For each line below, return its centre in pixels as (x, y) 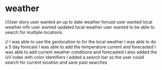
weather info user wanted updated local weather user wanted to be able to (80, 27)
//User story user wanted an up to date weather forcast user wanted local (79, 22)
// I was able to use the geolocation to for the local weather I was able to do (81, 41)
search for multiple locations (34, 32)
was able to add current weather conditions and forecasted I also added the (81, 52)
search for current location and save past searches (56, 62)
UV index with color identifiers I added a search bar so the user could (75, 57)
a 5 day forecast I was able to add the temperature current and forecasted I (81, 47)
